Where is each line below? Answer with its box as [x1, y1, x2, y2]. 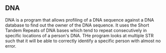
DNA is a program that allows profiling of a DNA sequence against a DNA [5, 17, 155, 23]
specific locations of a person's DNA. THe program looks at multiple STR [5, 32, 154, 38]
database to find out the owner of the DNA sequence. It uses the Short [5, 22, 150, 28]
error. [5, 43, 16, 49]
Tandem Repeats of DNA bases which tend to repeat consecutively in [5, 27, 147, 33]
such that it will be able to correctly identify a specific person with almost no [5, 38, 161, 44]
